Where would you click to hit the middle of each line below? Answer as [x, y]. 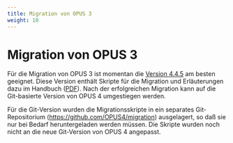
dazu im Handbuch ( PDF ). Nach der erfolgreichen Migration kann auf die [112, 89]
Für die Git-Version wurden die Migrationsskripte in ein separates [101, 110]
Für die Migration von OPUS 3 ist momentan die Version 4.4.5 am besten [111, 74]
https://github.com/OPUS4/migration [102, 117]
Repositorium [26, 117]
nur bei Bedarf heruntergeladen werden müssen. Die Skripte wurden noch [113, 125]
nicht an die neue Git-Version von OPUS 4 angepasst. [84, 132]
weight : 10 [23, 20]
